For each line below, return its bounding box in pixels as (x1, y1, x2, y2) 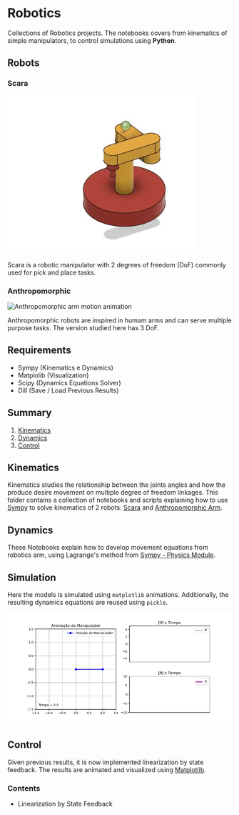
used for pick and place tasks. (7, 268, 96, 277)
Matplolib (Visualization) (17, 370, 89, 380)
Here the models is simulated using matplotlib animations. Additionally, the (7, 590, 230, 598)
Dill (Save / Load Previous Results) (17, 386, 119, 395)
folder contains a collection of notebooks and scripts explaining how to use (7, 495, 228, 505)
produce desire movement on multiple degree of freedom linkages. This (7, 488, 219, 497)
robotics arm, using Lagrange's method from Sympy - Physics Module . (7, 550, 216, 559)
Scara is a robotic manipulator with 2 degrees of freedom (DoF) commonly (7, 260, 226, 269)
